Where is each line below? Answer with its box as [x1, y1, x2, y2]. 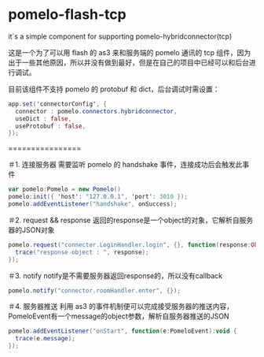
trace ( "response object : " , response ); [15, 248, 149, 256]
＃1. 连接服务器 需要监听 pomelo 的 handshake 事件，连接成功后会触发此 [8, 160, 243, 169]
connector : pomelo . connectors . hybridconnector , [15, 107, 178, 115]
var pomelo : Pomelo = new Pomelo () [8, 185, 122, 194]
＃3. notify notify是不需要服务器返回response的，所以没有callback [8, 270, 223, 281]
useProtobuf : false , [15, 122, 86, 130]
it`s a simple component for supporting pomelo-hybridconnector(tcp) [8, 32, 233, 41]
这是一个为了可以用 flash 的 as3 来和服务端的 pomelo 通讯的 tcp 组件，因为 [8, 47, 251, 57]
